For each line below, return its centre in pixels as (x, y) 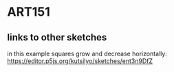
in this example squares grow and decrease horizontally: (87, 53)
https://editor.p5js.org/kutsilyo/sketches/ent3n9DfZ (80, 61)
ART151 (29, 12)
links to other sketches (57, 37)
